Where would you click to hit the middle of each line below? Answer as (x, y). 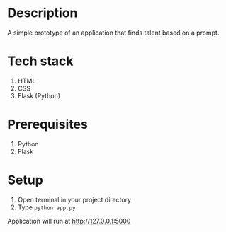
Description (43, 13)
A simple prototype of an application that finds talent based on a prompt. (113, 33)
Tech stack (40, 61)
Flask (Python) (39, 95)
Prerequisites (48, 124)
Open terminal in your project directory (74, 199)
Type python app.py (46, 207)
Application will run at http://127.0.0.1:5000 (69, 221)
